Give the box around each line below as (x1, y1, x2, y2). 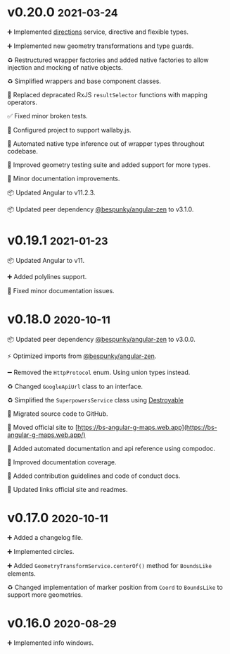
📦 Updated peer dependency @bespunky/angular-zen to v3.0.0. (7, 335, 196, 343)
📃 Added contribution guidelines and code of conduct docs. (7, 471, 181, 480)
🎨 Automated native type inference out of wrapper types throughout (7, 139, 205, 148)
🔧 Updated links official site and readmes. (7, 485, 128, 493)
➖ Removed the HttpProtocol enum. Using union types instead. (7, 368, 191, 376)
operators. (7, 98, 37, 106)
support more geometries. (7, 590, 83, 599)
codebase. (7, 147, 39, 155)
